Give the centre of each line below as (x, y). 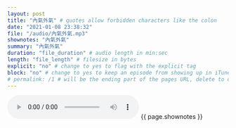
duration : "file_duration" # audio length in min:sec (88, 53)
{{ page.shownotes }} (171, 117)
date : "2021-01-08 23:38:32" (50, 27)
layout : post (26, 14)
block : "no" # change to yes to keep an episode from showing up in (110, 72)
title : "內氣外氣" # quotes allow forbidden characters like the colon (112, 20)
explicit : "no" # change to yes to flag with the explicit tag (102, 66)
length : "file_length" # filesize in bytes (72, 60)
